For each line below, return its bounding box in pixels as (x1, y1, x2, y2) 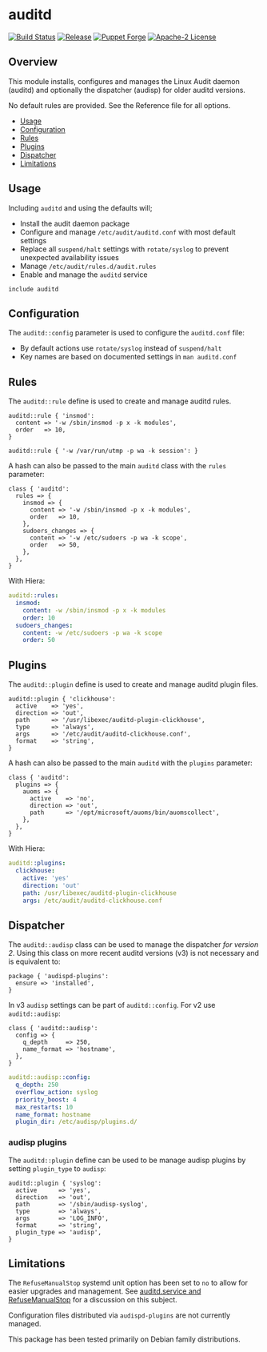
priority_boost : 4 (15, 1095, 78, 1104)
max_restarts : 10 (15, 1103, 74, 1111)
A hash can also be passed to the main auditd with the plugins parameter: (8, 758, 253, 768)
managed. (8, 1319, 42, 1329)
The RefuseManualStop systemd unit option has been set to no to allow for (8, 1278, 249, 1288)
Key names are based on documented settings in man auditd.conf (19, 352, 237, 362)
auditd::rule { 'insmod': (8, 412, 94, 420)
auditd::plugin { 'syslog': (8, 1179, 102, 1187)
